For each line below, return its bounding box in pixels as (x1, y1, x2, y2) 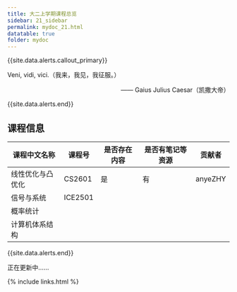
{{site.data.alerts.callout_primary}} (7, 56, 108, 64)
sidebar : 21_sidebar (7, 17, 68, 24)
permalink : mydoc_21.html (7, 23, 83, 30)
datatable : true (7, 30, 55, 37)
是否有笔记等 (144, 144, 187, 154)
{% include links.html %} (7, 277, 79, 286)
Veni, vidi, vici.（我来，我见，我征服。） (7, 71, 121, 79)
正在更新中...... (7, 263, 49, 271)
